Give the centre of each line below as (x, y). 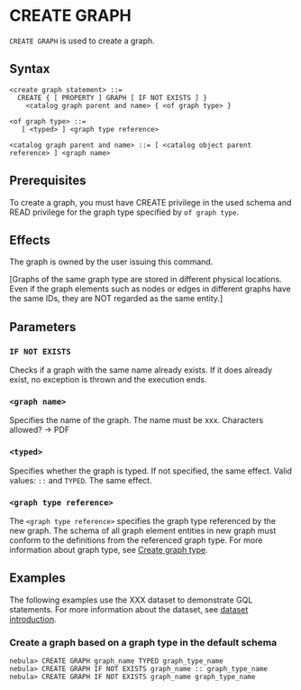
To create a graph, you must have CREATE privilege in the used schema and (150, 202)
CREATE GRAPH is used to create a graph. (82, 41)
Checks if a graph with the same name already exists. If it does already (141, 370)
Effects (30, 240)
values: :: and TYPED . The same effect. (81, 480)
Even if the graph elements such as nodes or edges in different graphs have (150, 289)
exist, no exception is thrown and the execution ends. (108, 380)
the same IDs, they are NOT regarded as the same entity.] (116, 299)
